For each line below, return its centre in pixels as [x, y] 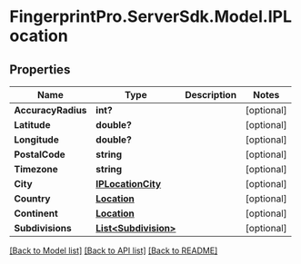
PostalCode [40, 154]
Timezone [36, 169]
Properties [40, 69]
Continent [36, 213]
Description [211, 95]
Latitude [32, 125]
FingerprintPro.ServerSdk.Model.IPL [151, 17]
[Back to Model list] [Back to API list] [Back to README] [114, 250]
